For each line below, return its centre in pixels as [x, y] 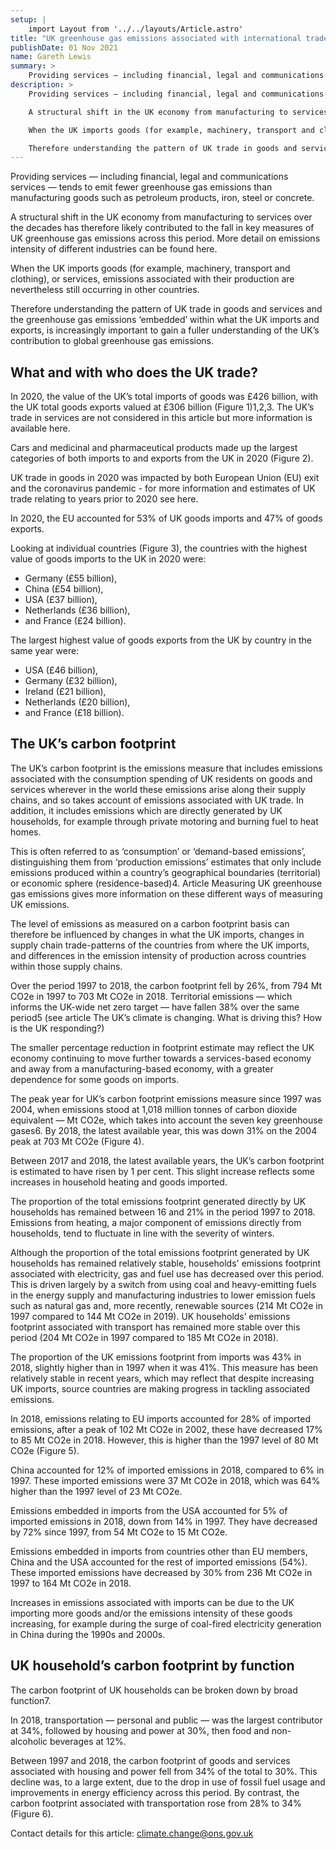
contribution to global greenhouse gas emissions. [112, 341]
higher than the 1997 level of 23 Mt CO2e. [96, 1491]
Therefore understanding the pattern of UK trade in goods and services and [166, 309]
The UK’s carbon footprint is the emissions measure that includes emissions [166, 768]
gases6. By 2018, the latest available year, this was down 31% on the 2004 [164, 1130]
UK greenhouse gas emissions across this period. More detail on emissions [165, 238]
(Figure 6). [32, 1813]
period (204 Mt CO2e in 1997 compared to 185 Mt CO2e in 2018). [144, 1337]
